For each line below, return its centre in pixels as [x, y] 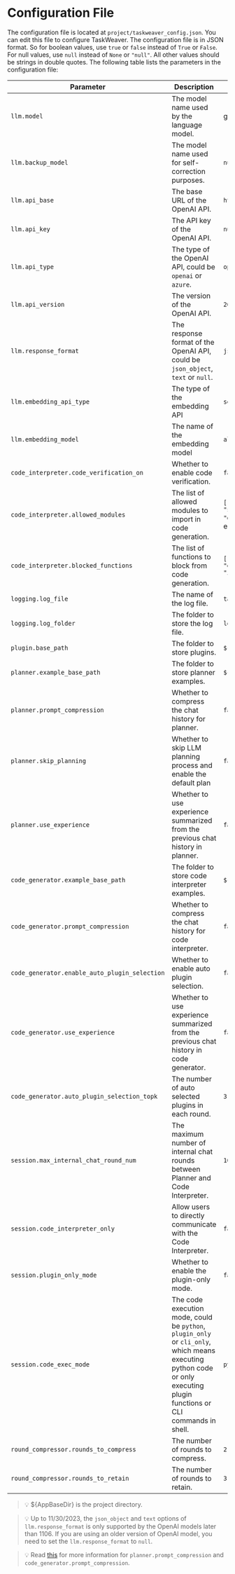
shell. [180, 1429]
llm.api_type [33, 267]
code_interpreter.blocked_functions [72, 565]
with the [184, 1233]
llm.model [27, 116]
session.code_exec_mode [50, 1364]
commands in [193, 1421]
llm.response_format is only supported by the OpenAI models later [120, 1526]
